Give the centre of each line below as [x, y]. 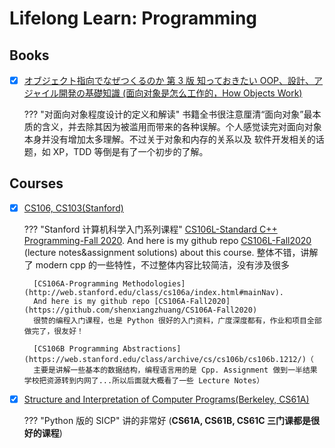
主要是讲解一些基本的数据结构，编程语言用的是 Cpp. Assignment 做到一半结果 [175, 370]
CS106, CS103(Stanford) [73, 208]
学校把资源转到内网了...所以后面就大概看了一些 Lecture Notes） [144, 380]
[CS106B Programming [76, 348]
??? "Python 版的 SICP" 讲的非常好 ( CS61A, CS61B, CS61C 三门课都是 [167, 420]
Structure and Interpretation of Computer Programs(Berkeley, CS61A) [166, 399]
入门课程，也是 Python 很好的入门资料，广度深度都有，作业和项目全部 [196, 320]
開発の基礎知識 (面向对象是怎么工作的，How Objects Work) [180, 93]
